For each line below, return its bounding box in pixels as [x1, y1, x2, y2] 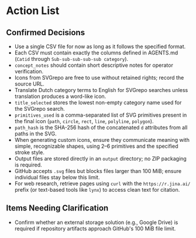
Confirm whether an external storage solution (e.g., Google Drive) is [14, 219, 178, 226]
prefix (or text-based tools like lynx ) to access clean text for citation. [14, 186, 180, 193]
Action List [6, 4, 60, 18]
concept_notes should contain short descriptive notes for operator [14, 62, 174, 69]
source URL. [14, 80, 45, 87]
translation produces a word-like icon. [14, 93, 106, 100]
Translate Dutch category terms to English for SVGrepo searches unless [14, 87, 188, 93]
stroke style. [14, 149, 45, 156]
